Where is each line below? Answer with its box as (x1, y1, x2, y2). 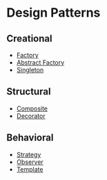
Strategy (16, 150, 41, 158)
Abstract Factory (16, 58, 65, 67)
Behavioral (6, 132, 54, 144)
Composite (16, 104, 48, 113)
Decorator (16, 111, 46, 120)
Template (16, 165, 43, 173)
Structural (6, 85, 51, 98)
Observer (16, 158, 44, 166)
